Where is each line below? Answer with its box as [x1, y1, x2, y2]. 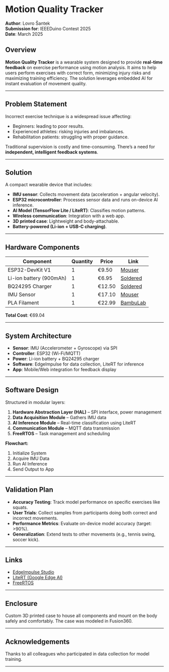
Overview [5, 45, 37, 54]
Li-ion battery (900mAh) [8, 275, 67, 282]
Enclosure [5, 599, 38, 608]
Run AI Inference [12, 460, 48, 467]
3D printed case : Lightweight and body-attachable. [12, 218, 119, 224]
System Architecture [5, 332, 72, 340]
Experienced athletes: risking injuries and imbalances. [12, 128, 125, 134]
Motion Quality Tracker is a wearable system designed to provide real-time [5, 59, 163, 65]
